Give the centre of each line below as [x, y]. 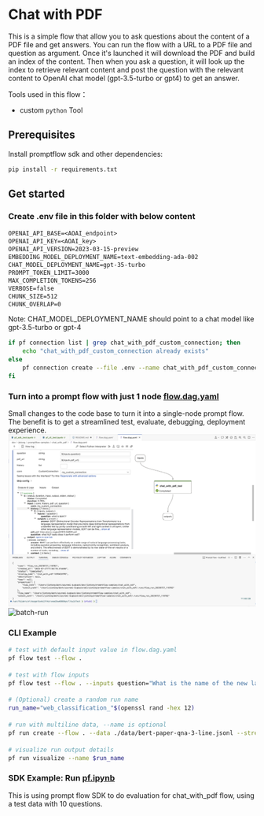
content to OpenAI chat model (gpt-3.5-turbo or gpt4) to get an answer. [124, 78]
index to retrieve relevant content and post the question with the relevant [126, 69]
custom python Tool [51, 110]
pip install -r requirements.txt [63, 169]
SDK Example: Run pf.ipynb [62, 778]
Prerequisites [42, 135]
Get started [37, 194]
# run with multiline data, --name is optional [88, 725]
